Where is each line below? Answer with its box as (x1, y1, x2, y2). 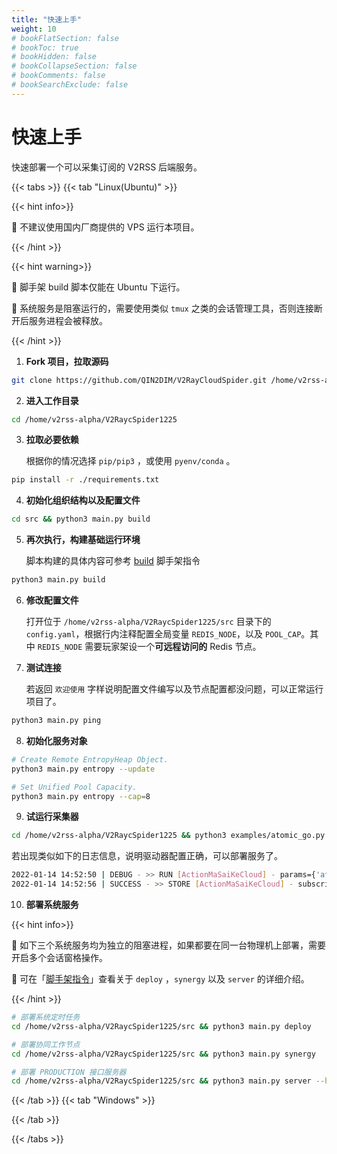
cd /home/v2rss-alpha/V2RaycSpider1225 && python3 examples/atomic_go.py (11, 831, 326, 841)
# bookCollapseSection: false (11, 61, 138, 71)
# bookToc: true (11, 42, 79, 53)
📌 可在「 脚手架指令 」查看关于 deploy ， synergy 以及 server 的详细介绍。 (11, 973, 310, 985)
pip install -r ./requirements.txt (11, 475, 160, 485)
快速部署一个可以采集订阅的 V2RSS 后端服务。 (11, 161, 203, 173)
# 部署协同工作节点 (11, 1039, 81, 1050)
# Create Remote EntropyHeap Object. (11, 754, 169, 765)
